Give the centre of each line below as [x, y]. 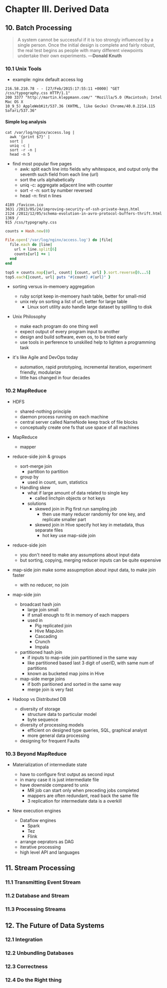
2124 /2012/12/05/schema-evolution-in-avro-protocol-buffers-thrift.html [84, 213]
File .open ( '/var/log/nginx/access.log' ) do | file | [59, 240]
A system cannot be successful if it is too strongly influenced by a [85, 40]
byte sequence [43, 719]
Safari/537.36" [21, 111]
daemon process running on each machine [64, 416]
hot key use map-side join [69, 535]
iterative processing [40, 847]
